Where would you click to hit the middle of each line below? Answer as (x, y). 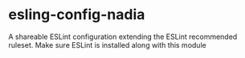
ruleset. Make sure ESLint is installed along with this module (107, 44)
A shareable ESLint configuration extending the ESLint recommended (123, 37)
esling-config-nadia (77, 15)
